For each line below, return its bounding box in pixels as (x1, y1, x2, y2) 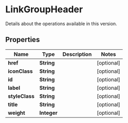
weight (8, 109, 26, 116)
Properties (5, 35, 40, 44)
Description (62, 50, 92, 57)
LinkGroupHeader (5, 4, 83, 15)
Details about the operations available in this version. (5, 20, 117, 27)
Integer (39, 109, 58, 116)
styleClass (8, 92, 35, 99)
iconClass (8, 68, 33, 75)
